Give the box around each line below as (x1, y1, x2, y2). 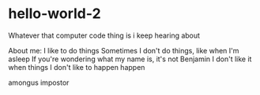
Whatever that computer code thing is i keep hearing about (8, 31, 200, 40)
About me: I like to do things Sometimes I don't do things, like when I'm (8, 46, 239, 55)
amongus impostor (8, 78, 70, 87)
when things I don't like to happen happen (8, 62, 145, 71)
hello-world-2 (8, 5, 101, 23)
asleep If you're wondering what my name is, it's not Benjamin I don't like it (8, 54, 252, 64)
